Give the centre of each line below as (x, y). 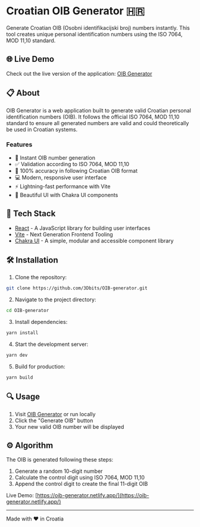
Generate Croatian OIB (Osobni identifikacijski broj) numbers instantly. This (98, 27)
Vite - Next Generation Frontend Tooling (64, 234)
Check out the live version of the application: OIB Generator (79, 73)
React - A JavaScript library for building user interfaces (82, 228)
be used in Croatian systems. (42, 129)
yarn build (20, 377)
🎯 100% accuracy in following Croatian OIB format (76, 170)
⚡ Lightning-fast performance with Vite (62, 186)
